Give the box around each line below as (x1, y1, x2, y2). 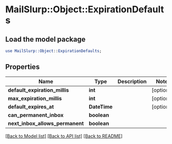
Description (117, 78, 147, 85)
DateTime (89, 103, 113, 110)
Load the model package (5, 35, 86, 44)
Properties (5, 63, 40, 71)
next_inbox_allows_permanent (8, 119, 84, 127)
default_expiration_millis (8, 86, 69, 93)
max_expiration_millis (8, 95, 62, 102)
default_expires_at (8, 103, 54, 110)
